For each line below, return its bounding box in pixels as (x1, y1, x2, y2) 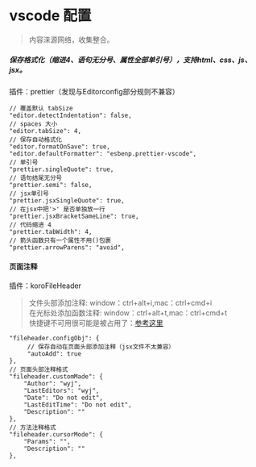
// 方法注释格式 (9, 423, 56, 432)
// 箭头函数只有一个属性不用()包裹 (9, 236, 112, 244)
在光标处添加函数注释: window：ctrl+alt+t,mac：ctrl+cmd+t (28, 308, 228, 318)
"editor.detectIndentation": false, (9, 111, 132, 119)
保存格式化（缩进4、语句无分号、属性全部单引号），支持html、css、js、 (9, 55, 252, 65)
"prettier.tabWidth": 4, (9, 227, 93, 236)
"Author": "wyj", (23, 380, 82, 388)
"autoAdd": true (27, 350, 82, 358)
